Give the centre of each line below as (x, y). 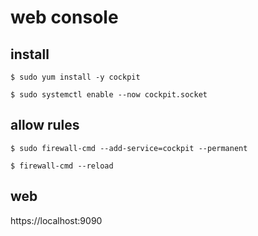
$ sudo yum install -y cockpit (75, 77)
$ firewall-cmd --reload (62, 166)
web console (64, 17)
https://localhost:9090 (56, 220)
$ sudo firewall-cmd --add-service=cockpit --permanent (129, 148)
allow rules (45, 125)
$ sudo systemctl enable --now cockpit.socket (109, 95)
